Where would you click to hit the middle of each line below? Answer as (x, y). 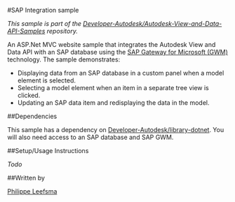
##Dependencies (32, 116)
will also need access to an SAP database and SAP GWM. (90, 137)
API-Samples (26, 31)
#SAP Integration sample (43, 10)
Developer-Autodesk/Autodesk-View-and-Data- (153, 23)
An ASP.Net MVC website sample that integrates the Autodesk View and (112, 44)
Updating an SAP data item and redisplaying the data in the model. (113, 103)
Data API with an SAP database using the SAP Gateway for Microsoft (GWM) (117, 52)
